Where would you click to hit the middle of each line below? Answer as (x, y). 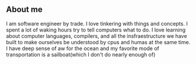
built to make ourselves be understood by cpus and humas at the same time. (98, 42)
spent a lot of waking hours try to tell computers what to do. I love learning (96, 30)
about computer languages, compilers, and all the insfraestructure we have (97, 36)
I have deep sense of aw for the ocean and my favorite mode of (83, 48)
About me (24, 10)
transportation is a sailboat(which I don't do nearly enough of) (81, 54)
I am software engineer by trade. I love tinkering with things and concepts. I (97, 23)
